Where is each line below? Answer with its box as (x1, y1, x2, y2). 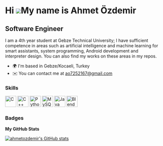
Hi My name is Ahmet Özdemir (5, 5, 136, 16)
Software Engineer (5, 25, 64, 33)
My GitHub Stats (5, 126, 40, 132)
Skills (5, 84, 19, 91)
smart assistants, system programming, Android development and (5, 48, 138, 54)
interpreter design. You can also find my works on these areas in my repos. (5, 53, 157, 59)
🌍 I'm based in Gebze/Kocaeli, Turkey (12, 63, 90, 69)
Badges (5, 115, 24, 121)
